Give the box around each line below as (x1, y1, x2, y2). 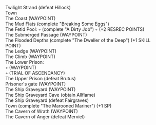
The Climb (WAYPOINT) (5, 53, 55, 60)
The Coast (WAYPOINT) (5, 15, 56, 21)
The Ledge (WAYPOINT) (5, 48, 57, 54)
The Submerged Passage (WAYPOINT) (5, 32, 87, 38)
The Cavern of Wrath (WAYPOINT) (5, 108, 78, 114)
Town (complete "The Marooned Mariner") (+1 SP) (5, 103, 112, 109)
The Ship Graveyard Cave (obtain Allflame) (5, 92, 96, 98)
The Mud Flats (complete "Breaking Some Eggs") (5, 21, 109, 27)
